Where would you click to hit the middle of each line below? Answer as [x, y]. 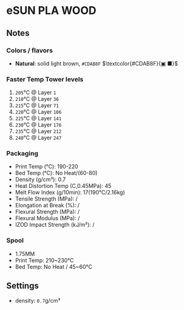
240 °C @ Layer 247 [38, 138]
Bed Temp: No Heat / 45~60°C [54, 267]
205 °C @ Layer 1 [36, 92]
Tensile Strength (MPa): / [46, 199]
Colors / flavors [30, 50]
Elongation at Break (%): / [47, 205]
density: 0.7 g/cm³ [38, 300]
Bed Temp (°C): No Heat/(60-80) [56, 173]
